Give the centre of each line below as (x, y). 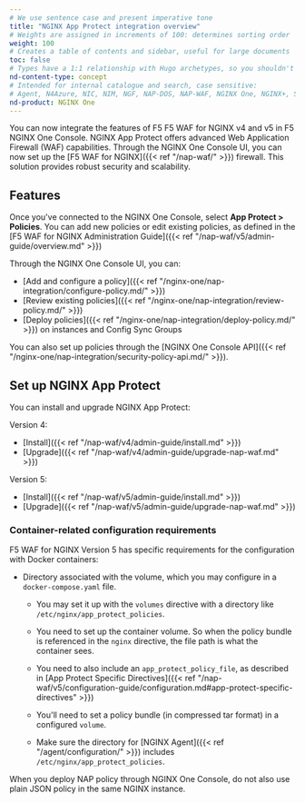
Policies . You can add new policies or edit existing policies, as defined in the (152, 227)
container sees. (65, 651)
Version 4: (29, 425)
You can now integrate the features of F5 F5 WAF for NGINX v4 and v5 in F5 (152, 128)
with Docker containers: (54, 560)
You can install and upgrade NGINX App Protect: (100, 407)
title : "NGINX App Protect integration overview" (105, 26)
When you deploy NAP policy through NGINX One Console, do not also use (150, 779)
